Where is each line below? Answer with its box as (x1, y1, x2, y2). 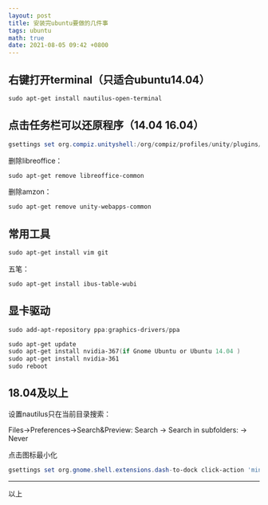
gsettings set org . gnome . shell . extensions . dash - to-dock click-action (8, 466, 245, 474)
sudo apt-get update (8, 340, 77, 348)
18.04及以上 (8, 386, 69, 400)
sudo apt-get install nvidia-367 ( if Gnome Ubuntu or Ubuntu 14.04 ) (8, 348, 241, 356)
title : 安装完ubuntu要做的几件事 (8, 19, 109, 27)
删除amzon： (8, 187, 52, 196)
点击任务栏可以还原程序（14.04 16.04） (8, 119, 205, 132)
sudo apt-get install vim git (8, 249, 109, 257)
